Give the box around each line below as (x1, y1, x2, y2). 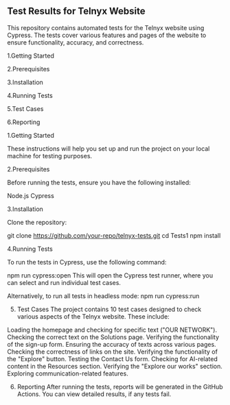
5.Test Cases (7, 104, 44, 112)
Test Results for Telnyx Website (7, 5, 146, 17)
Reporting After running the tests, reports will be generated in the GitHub (16, 382, 223, 391)
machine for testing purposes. (7, 151, 93, 160)
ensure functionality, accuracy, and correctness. (7, 38, 144, 47)
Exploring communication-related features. (7, 369, 128, 378)
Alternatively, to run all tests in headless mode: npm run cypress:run (7, 291, 200, 300)
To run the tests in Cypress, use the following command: (7, 258, 167, 266)
